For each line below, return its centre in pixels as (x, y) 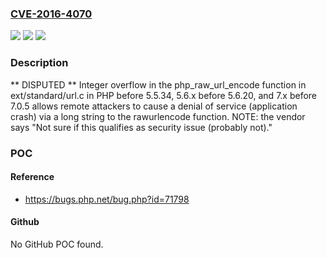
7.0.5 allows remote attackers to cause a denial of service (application (154, 106)
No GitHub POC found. (57, 244)
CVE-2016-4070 (51, 14)
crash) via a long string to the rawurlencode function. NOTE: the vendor (158, 116)
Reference (32, 177)
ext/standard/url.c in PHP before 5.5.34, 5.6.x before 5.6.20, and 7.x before (164, 95)
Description (39, 63)
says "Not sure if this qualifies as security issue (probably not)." (141, 127)
